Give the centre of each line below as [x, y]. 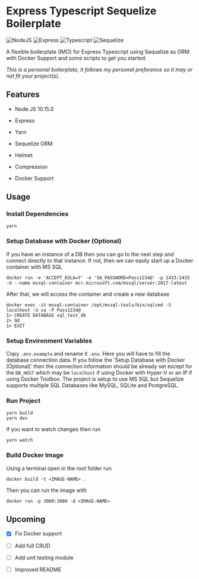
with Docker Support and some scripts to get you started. [76, 58]
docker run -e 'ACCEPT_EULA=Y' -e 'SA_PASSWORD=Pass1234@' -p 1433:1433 [98, 278]
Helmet [23, 155]
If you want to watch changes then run [53, 429]
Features [23, 94]
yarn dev [17, 418]
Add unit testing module [44, 558]
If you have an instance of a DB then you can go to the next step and [90, 254]
